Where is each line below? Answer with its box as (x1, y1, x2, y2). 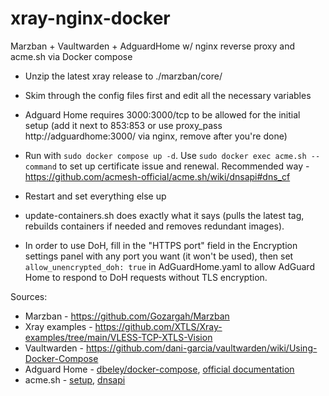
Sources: (10, 290, 48, 302)
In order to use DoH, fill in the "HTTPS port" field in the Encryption (24, 239, 298, 251)
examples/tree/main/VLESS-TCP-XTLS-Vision (24, 331, 213, 343)
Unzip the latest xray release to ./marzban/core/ (24, 70, 223, 82)
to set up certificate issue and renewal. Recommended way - (58, 160, 310, 172)
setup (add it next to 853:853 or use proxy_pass (24, 119, 223, 131)
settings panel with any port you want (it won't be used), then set (24, 250, 294, 262)
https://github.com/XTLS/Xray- (94, 320, 223, 332)
